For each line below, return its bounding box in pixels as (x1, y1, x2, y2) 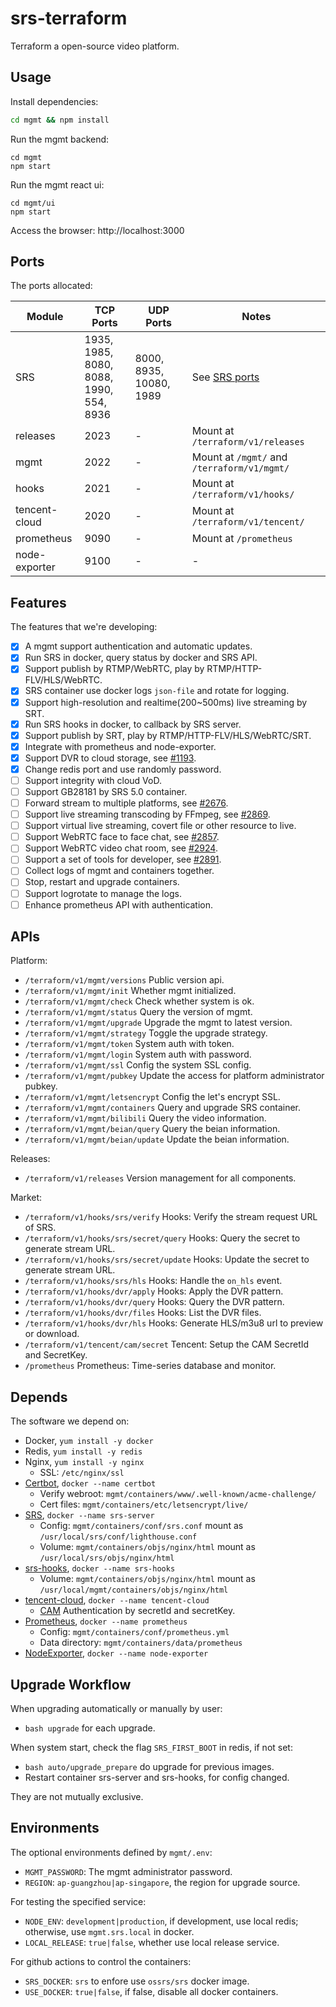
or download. (24, 1328, 80, 1340)
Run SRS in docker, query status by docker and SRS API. (24, 652, 258, 664)
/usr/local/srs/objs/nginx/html (39, 1553, 175, 1564)
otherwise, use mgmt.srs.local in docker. (24, 1925, 195, 1937)
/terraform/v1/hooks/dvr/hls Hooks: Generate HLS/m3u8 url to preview (24, 1317, 324, 1329)
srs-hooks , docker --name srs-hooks (24, 1562, 176, 1574)
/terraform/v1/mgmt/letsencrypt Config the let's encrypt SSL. (24, 1091, 281, 1103)
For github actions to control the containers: (10, 1955, 192, 1967)
